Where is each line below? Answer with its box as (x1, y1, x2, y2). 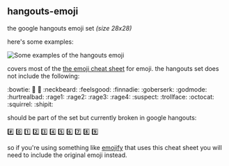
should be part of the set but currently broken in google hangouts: (7, 113, 197, 122)
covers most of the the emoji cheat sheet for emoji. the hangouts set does (7, 64, 219, 72)
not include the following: (7, 72, 80, 80)
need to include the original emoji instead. (7, 151, 127, 159)
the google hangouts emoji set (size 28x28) (7, 24, 132, 32)
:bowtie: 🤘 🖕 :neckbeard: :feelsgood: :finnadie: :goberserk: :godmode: (7, 85, 207, 93)
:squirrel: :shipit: (7, 100, 54, 108)
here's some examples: (7, 38, 74, 46)
